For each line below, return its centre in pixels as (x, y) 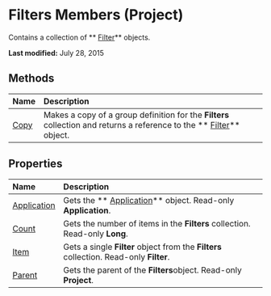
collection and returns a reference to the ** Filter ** (142, 125)
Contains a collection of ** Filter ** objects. (79, 37)
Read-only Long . (96, 234)
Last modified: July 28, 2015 (56, 53)
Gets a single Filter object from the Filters (142, 247)
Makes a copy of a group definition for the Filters (136, 115)
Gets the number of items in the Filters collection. (157, 223)
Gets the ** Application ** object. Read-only (149, 200)
